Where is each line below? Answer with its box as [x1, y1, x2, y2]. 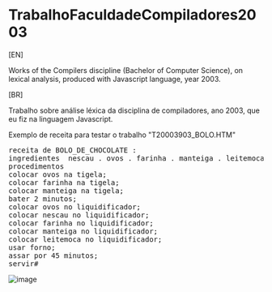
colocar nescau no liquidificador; [8, 210, 150, 220]
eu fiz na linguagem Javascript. [8, 114, 113, 123]
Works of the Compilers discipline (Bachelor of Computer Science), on [8, 65, 244, 75]
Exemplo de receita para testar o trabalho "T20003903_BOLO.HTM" [8, 130, 236, 140]
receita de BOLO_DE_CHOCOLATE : [8, 145, 137, 155]
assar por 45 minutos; [8, 251, 99, 260]
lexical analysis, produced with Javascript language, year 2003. [8, 74, 221, 84]
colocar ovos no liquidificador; [8, 202, 142, 212]
